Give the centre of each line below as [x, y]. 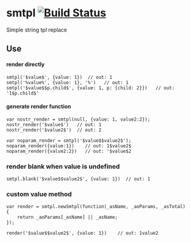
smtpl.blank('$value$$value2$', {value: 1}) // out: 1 [78, 179]
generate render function [39, 107]
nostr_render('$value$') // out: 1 [54, 124]
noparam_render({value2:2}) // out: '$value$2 [69, 151]
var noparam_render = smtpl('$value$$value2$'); [69, 140]
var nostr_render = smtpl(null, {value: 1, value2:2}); [78, 119]
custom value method [39, 194]
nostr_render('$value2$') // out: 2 [54, 130]
